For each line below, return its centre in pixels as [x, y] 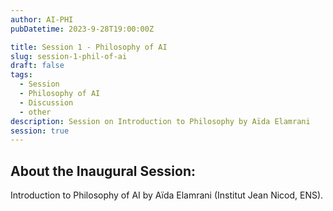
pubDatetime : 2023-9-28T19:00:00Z [82, 29]
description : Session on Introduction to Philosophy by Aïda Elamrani [160, 121]
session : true [40, 131]
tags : [21, 75]
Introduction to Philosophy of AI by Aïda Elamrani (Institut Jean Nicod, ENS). [167, 195]
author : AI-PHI [42, 19]
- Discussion [46, 102]
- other [35, 112]
